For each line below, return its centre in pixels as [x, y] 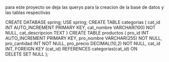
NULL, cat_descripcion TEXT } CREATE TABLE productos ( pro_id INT [77, 33]
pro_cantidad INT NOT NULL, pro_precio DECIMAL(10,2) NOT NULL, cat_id [83, 43]
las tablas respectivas [28, 12]
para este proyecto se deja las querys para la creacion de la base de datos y [84, 7]
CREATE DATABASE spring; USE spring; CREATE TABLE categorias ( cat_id [83, 22]
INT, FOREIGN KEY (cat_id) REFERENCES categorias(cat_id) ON [71, 49]
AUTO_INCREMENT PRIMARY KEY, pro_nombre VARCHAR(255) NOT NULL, [84, 38]
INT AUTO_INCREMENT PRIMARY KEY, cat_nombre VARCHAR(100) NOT [80, 27]
